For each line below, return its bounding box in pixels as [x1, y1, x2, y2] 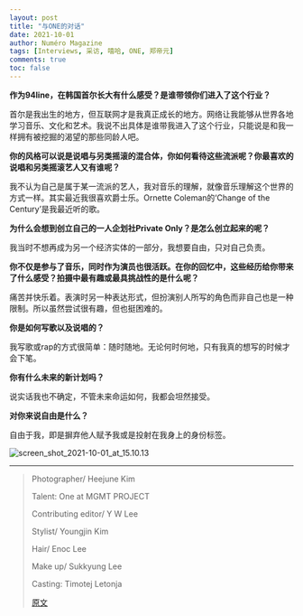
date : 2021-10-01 [9, 30, 75, 39]
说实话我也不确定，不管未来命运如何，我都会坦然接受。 [9, 390, 215, 402]
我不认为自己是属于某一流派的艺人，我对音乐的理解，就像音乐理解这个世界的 [9, 181, 294, 191]
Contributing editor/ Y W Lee [31, 508, 138, 519]
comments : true [9, 55, 67, 64]
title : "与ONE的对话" [9, 22, 86, 31]
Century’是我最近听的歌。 [9, 203, 106, 214]
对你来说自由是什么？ [9, 410, 88, 421]
